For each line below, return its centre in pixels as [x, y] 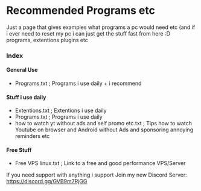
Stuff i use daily [26, 97]
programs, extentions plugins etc [47, 40]
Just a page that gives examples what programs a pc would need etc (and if [101, 27]
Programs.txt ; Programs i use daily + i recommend [78, 83]
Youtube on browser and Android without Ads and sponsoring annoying [104, 130]
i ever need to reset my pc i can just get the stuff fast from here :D [88, 33]
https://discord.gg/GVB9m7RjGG [47, 181]
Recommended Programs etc [81, 11]
